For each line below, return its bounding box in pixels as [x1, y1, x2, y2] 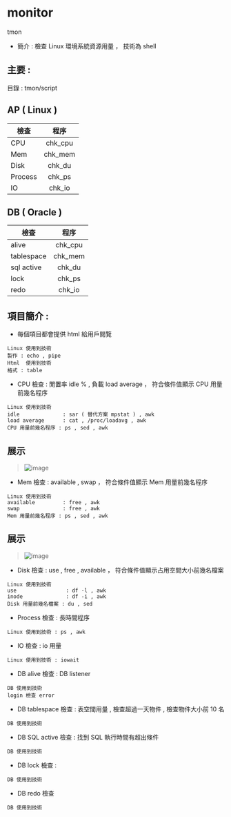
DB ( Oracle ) [7, 206, 63, 218]
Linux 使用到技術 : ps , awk [7, 628, 86, 635]
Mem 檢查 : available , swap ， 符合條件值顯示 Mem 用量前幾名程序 [17, 478, 208, 486]
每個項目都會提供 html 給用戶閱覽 [17, 330, 112, 338]
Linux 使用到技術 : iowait [7, 656, 79, 664]
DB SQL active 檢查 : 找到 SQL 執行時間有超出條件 [17, 733, 159, 741]
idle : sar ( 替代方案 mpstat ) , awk [7, 411, 155, 419]
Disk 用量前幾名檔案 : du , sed [7, 600, 93, 607]
